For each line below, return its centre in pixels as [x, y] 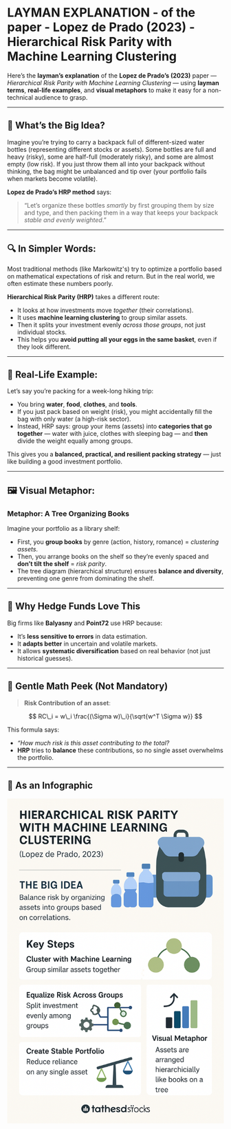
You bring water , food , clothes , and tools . [77, 404]
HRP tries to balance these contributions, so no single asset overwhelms [120, 750]
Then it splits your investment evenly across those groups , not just [111, 325]
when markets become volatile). [53, 178]
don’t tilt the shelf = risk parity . [62, 564]
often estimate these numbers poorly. [60, 283]
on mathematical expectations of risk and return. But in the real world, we [111, 276]
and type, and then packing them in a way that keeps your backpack [121, 212]
